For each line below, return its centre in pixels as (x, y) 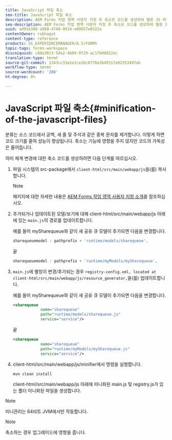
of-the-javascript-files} (56, 120)
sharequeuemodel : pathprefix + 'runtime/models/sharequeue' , (80, 241)
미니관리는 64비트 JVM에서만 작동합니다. (47, 411)
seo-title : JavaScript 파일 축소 (39, 15)
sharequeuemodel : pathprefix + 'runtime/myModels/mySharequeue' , (85, 261)
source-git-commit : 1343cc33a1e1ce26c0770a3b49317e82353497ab (73, 63)
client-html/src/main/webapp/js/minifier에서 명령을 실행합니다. (77, 364)
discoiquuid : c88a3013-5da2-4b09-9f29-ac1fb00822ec (61, 53)
